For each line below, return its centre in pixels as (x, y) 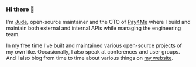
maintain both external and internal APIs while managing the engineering (94, 28)
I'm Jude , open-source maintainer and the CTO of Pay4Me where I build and (98, 22)
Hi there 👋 (20, 9)
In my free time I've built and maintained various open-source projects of (94, 45)
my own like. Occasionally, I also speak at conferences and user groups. (93, 52)
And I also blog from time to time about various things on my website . (90, 58)
